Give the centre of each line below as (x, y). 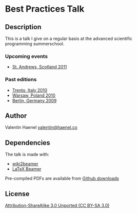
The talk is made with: (27, 155)
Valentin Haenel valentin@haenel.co (41, 127)
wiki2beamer (25, 164)
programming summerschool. (35, 44)
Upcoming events (26, 56)
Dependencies (28, 143)
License (17, 194)
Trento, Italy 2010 (29, 90)
